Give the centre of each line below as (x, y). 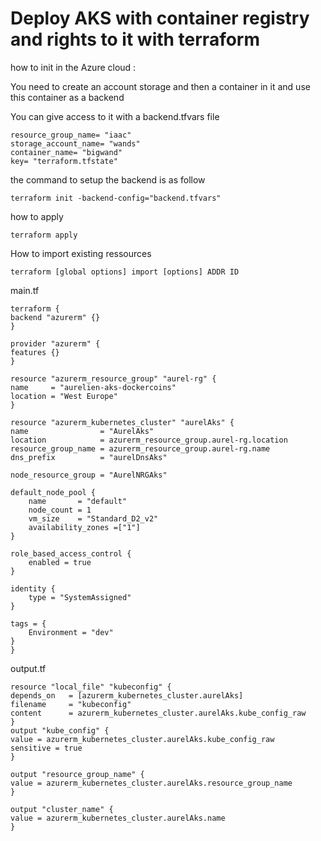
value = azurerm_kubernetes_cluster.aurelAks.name (118, 818)
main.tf (25, 290)
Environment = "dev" (71, 632)
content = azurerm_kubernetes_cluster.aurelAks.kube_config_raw (158, 713)
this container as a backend (67, 97)
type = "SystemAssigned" (80, 597)
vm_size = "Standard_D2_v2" (93, 518)
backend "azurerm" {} (55, 317)
